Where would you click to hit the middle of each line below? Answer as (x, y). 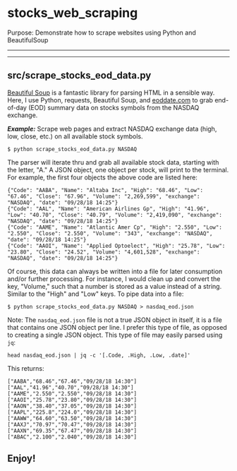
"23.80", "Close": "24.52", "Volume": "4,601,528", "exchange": (104, 252)
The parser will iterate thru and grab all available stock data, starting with (113, 162)
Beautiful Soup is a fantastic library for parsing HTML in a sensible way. (111, 93)
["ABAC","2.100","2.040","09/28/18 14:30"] (72, 437)
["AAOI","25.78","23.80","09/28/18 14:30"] (72, 400)
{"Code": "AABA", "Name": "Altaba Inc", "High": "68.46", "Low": (105, 190)
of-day (17, 107)
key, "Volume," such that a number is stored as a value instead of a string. (115, 286)
